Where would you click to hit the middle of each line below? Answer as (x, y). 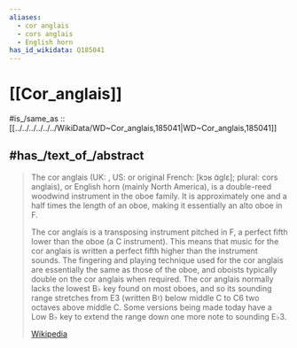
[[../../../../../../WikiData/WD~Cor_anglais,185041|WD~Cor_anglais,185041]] (143, 128)
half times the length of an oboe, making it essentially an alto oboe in (156, 205)
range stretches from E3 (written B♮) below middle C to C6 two (145, 298)
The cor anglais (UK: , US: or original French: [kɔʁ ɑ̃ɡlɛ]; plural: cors (154, 177)
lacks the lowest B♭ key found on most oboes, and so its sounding (151, 288)
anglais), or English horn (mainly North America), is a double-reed (151, 186)
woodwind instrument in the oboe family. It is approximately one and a (159, 196)
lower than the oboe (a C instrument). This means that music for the (155, 241)
